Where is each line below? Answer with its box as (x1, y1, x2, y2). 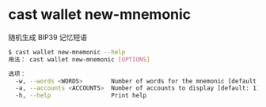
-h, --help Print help (15, 92, 147, 100)
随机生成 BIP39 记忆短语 (8, 32, 88, 42)
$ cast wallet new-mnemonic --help (8, 48, 126, 56)
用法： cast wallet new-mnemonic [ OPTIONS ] (8, 55, 150, 64)
